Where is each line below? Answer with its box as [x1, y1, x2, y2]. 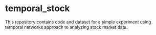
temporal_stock [5, 3, 70, 14]
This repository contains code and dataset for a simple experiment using [5, 19, 152, 25]
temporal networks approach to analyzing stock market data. [5, 24, 128, 30]
